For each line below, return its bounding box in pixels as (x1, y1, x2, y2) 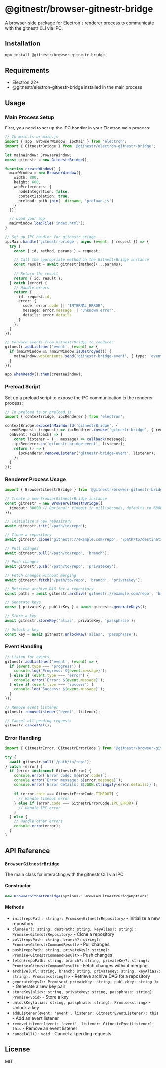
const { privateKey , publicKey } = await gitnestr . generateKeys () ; (5, 604, 147, 610)
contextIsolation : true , (18, 194, 70, 199)
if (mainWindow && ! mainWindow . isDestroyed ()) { (9, 349, 112, 354)
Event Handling (5, 643, 43, 650)
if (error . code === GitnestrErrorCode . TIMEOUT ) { (14, 792, 119, 797)
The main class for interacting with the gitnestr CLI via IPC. (5, 871, 125, 877)
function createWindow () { (5, 166, 61, 171)
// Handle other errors (14, 819, 63, 824)
